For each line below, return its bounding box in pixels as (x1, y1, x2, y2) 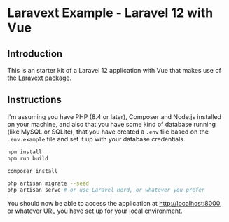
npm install (7, 148, 42, 155)
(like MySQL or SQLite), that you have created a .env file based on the (7, 127, 209, 136)
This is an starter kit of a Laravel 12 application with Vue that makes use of (7, 67, 222, 74)
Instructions (7, 94, 62, 106)
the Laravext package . (7, 74, 72, 82)
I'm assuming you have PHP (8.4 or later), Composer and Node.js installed (7, 112, 222, 120)
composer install (7, 167, 58, 174)
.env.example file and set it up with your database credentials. (7, 134, 186, 143)
